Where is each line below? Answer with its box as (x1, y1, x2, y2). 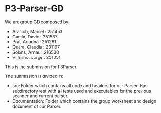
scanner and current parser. (12, 93, 69, 99)
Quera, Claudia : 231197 (12, 44, 60, 50)
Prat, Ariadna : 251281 (12, 38, 56, 44)
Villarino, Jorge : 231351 (12, 54, 60, 60)
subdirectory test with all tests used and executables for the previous (12, 88, 151, 94)
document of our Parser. (12, 103, 61, 109)
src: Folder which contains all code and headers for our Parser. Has (12, 82, 148, 88)
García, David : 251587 (12, 34, 58, 39)
